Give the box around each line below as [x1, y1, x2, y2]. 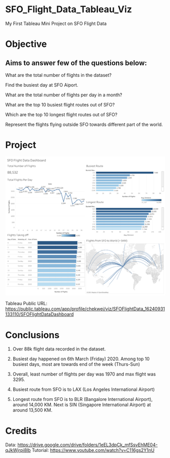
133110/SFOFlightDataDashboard [5, 311, 74, 317]
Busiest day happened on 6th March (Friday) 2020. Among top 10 [12, 356, 150, 362]
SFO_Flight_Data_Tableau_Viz [5, 4, 132, 15]
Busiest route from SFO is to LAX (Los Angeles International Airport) [12, 386, 155, 393]
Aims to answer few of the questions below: [5, 59, 147, 67]
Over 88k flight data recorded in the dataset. [12, 346, 106, 352]
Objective [5, 38, 47, 50]
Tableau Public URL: [5, 301, 48, 307]
